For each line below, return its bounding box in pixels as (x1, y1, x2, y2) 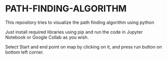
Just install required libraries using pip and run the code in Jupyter (5, 29, 143, 35)
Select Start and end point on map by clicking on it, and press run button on (5, 44, 162, 50)
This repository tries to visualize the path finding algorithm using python (5, 19, 154, 25)
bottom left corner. (5, 49, 44, 55)
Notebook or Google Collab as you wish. (5, 34, 89, 40)
